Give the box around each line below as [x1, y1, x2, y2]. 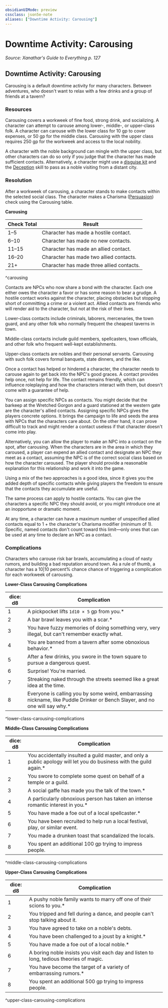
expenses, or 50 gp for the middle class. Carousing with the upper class [5, 133, 153, 139]
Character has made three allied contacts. [41, 261, 140, 268]
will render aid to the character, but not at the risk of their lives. [5, 306, 135, 312]
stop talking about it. [29, 917, 77, 924]
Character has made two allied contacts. [41, 253, 136, 260]
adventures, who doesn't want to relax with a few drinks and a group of [5, 88, 152, 94]
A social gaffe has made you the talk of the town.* [27, 787, 146, 794]
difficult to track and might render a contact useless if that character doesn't [5, 423, 162, 429]
